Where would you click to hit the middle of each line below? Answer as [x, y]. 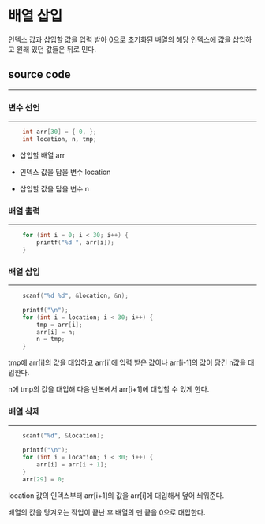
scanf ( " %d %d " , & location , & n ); [75, 296]
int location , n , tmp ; [60, 139]
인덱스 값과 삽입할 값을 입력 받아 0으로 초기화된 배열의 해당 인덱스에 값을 [119, 39]
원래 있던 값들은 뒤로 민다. [56, 49]
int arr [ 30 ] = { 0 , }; [60, 132]
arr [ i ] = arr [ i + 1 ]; [72, 465]
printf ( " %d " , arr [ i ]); [75, 242]
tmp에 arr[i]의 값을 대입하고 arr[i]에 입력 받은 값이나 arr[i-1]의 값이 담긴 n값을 [127, 362]
